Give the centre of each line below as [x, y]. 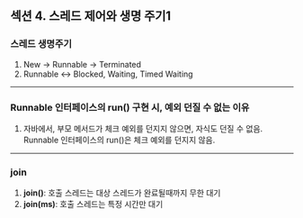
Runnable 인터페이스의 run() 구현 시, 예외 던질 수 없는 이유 [130, 107]
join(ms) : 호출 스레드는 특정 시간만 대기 [93, 204]
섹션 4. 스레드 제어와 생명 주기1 [91, 16]
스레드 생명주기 [41, 44]
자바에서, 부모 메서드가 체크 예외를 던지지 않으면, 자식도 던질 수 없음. [143, 128]
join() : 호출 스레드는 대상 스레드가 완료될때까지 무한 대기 [122, 193]
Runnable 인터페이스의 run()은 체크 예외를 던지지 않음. [119, 140]
